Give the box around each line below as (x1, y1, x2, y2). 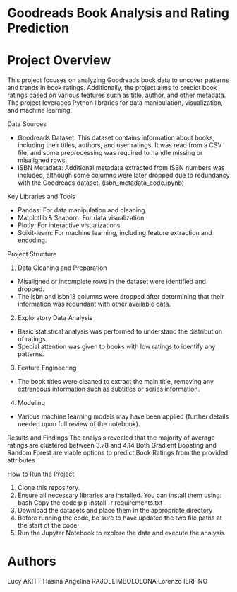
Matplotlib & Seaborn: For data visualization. (17, 214, 146, 222)
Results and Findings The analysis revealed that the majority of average (7, 433, 215, 442)
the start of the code (17, 521, 78, 530)
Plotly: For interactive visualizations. (17, 221, 122, 229)
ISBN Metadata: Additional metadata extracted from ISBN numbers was (17, 164, 225, 172)
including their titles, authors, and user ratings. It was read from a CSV (17, 141, 222, 149)
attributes (7, 456, 35, 465)
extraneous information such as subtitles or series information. (17, 385, 200, 394)
